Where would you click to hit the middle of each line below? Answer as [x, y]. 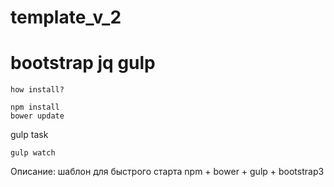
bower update [37, 116]
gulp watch [33, 153]
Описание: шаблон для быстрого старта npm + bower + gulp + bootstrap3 [167, 172]
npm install [35, 107]
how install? [37, 90]
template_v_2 [66, 17]
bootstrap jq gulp [83, 63]
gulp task [29, 135]
